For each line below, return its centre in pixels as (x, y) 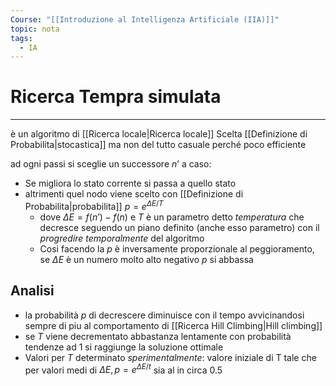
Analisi (32, 291)
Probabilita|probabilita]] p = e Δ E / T (94, 205)
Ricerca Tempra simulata (116, 97)
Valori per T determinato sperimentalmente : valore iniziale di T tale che (170, 357)
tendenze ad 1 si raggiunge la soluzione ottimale (124, 347)
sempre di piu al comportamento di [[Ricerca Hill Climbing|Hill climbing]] (173, 325)
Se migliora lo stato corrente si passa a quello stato (130, 183)
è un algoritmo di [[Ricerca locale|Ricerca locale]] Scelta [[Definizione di (159, 134)
